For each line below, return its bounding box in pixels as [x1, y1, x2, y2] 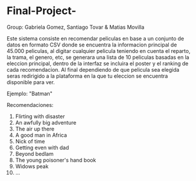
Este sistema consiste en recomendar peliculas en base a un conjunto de [6, 35, 185, 42]
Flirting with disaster [15, 113, 66, 120]
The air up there [15, 125, 55, 132]
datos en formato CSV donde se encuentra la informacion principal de [6, 41, 177, 48]
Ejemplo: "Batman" [6, 90, 53, 97]
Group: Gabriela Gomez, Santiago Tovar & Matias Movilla [6, 24, 145, 31]
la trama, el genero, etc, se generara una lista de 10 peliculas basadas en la [6, 53, 190, 61]
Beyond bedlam [15, 150, 54, 157]
